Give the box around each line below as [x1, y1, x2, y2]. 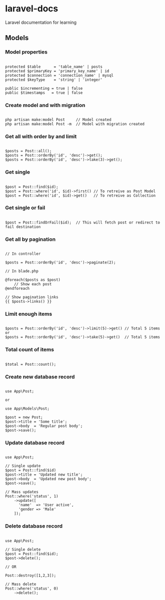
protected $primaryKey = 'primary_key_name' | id [5, 68, 110, 73]
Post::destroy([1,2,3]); [5, 573, 56, 578]
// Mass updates [5, 490, 39, 494]
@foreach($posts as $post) [5, 277, 61, 282]
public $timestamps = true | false [5, 90, 83, 95]
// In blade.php [5, 269, 39, 274]
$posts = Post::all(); [5, 149, 52, 154]
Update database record [5, 439, 65, 446]
